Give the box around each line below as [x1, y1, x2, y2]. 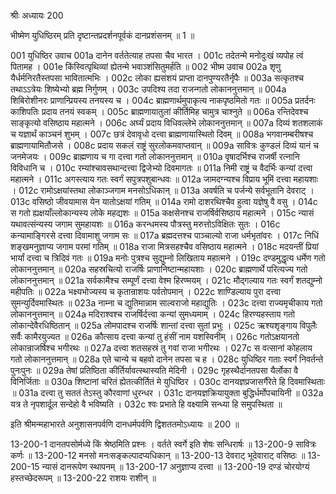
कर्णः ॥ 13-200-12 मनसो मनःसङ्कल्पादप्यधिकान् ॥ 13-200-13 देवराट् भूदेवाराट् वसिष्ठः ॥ [10, 450, 306, 461]
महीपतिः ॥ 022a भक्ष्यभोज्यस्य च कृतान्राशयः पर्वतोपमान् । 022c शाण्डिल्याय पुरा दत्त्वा [10, 286, 281, 297]
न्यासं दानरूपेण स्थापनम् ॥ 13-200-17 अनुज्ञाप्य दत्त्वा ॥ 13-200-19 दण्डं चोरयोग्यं [41, 461, 310, 472]
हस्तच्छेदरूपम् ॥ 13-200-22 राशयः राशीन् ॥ [10, 472, 157, 484]
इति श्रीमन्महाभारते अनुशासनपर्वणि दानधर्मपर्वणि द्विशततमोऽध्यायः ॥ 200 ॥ [10, 418, 240, 430]
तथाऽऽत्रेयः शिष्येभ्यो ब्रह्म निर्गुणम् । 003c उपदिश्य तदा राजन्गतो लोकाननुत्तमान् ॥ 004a [10, 83, 287, 95]
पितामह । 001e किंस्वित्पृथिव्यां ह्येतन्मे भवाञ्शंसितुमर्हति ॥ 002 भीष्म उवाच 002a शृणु [10, 61, 282, 72]
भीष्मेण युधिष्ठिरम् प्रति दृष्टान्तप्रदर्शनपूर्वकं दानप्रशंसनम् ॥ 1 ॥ [10, 30, 195, 41]
